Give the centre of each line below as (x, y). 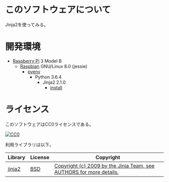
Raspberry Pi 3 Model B (37, 61)
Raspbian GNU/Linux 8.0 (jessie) (54, 66)
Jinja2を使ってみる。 (27, 25)
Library (17, 157)
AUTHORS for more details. (87, 172)
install (56, 87)
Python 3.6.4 (48, 77)
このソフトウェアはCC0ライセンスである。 (50, 124)
